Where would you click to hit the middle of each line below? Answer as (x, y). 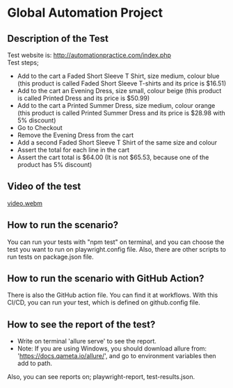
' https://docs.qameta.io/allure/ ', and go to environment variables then (117, 356)
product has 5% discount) (55, 164)
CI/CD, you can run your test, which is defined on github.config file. (104, 302)
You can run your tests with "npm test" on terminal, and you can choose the (116, 242)
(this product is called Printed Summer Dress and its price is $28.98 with (121, 113)
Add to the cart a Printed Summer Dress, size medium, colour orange (116, 105)
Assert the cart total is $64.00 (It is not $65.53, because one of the (113, 157)
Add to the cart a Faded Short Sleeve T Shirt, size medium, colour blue (118, 76)
